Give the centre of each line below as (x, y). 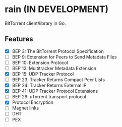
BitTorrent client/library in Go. (35, 23)
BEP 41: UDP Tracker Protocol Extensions (55, 91)
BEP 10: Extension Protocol (40, 62)
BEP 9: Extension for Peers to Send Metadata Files (64, 57)
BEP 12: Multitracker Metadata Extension (54, 68)
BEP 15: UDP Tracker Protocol (43, 74)
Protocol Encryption (33, 102)
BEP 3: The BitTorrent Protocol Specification (58, 51)
